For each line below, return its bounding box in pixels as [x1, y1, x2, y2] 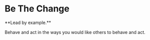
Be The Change [4, 3, 70, 14]
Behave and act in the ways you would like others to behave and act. [4, 29, 146, 35]
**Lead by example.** [4, 19, 51, 25]
